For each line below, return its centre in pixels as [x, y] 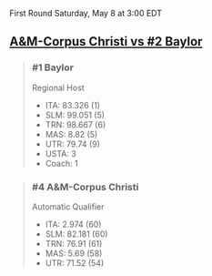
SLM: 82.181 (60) [76, 234]
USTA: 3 [61, 153]
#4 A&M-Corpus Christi [85, 187]
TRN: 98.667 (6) [76, 124]
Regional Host [58, 87]
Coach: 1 [62, 163]
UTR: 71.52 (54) [75, 262]
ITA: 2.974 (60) [73, 224]
